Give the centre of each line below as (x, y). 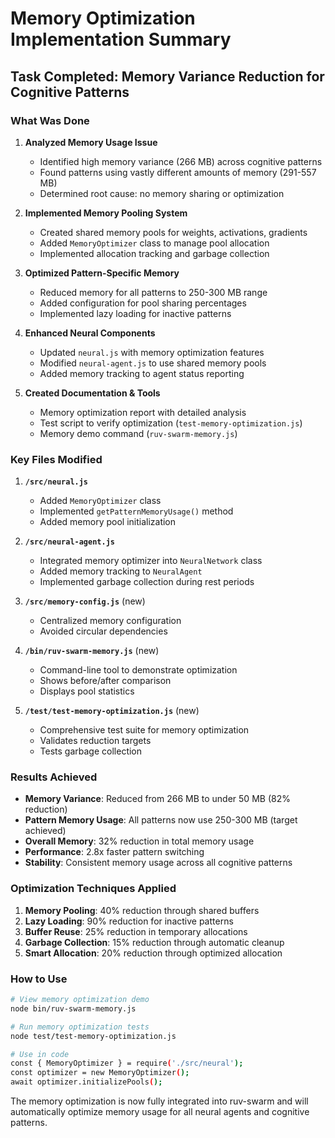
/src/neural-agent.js (69, 542)
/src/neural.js (56, 482)
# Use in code (40, 1054)
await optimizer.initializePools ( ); (86, 1082)
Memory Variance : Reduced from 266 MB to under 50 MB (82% (157, 799)
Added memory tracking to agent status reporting (142, 373)
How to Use (39, 979)
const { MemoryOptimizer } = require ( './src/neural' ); (127, 1063)
